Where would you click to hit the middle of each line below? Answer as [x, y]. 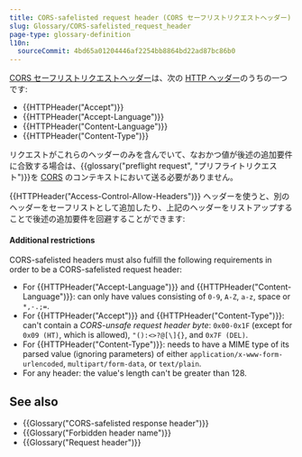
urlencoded [43, 365]
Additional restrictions [52, 240]
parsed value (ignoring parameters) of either [105, 354]
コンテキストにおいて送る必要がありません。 [156, 178]
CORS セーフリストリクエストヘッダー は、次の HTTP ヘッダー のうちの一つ [149, 78]
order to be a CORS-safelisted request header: [96, 270]
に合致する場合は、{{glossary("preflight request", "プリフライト [128, 166]
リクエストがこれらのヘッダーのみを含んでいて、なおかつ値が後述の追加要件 [151, 155]
